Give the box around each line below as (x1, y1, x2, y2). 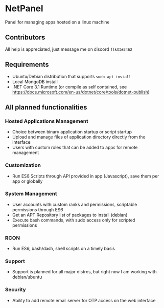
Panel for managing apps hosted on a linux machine (5, 19, 110, 25)
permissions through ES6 (12, 206, 64, 213)
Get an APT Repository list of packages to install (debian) (12, 212, 128, 218)
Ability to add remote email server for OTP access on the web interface (12, 297, 156, 303)
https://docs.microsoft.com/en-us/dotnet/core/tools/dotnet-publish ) (12, 89, 150, 95)
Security (5, 286, 26, 293)
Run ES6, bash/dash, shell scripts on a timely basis (12, 245, 115, 252)
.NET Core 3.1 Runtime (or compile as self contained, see (12, 84, 127, 89)
